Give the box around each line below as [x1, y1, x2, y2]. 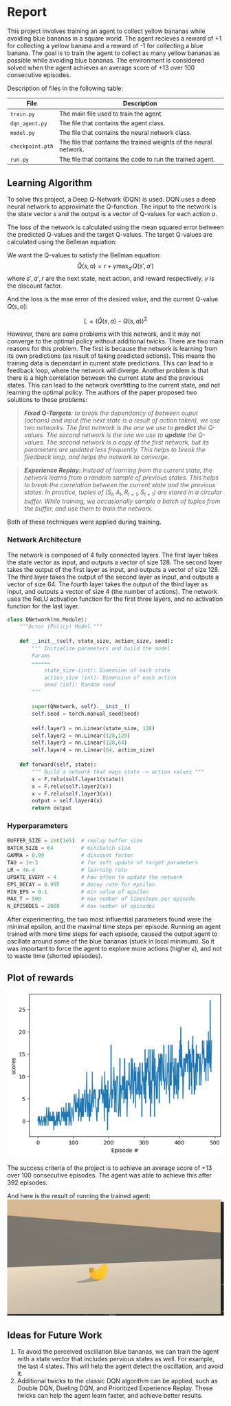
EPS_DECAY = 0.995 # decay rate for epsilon [7, 881, 155, 888]
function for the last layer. [7, 601, 80, 610]
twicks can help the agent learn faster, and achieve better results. [16, 1391, 203, 1399]
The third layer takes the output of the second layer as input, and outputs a [7, 573, 219, 581]
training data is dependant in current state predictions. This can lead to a [7, 359, 213, 368]
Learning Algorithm [7, 177, 93, 189]
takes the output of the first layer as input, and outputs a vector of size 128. [7, 565, 220, 573]
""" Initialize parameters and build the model [32, 645, 170, 652]
